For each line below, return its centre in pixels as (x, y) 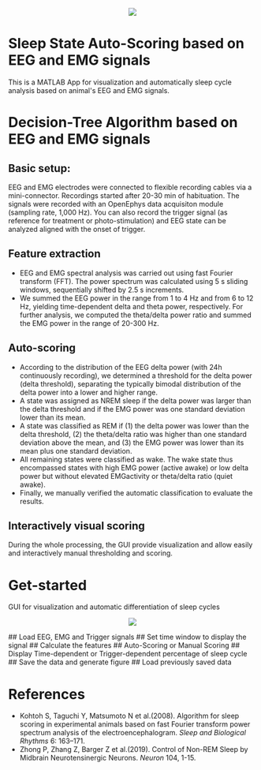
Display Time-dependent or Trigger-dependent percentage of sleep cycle (128, 654)
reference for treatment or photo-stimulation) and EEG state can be (117, 220)
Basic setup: (39, 168)
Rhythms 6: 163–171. (52, 741)
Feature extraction (54, 254)
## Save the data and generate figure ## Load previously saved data (120, 662)
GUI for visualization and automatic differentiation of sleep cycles (114, 607)
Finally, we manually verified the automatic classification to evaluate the (136, 492)
